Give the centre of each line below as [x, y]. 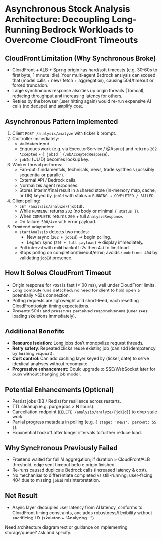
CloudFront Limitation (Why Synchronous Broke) [81, 58]
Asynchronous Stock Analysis [68, 9]
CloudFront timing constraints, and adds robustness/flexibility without [82, 512]
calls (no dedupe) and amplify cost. [48, 106]
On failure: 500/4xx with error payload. [58, 221]
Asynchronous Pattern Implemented [61, 121]
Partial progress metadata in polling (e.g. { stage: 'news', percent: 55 [84, 422]
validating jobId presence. [46, 258]
